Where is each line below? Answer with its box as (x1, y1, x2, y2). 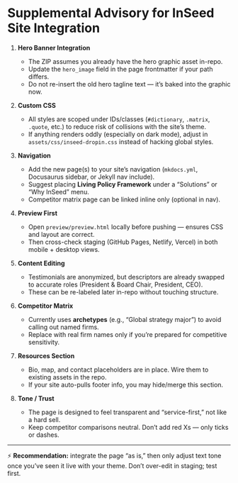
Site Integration (7, 20, 101, 36)
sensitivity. (28, 338, 60, 346)
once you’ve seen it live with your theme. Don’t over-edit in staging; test (7, 461, 217, 470)
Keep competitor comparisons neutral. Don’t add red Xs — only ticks (28, 423, 229, 431)
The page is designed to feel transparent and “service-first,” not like (28, 408, 227, 416)
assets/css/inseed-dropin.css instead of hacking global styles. (28, 137, 214, 146)
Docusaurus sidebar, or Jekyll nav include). (28, 172, 155, 181)
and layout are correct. (28, 230, 95, 238)
